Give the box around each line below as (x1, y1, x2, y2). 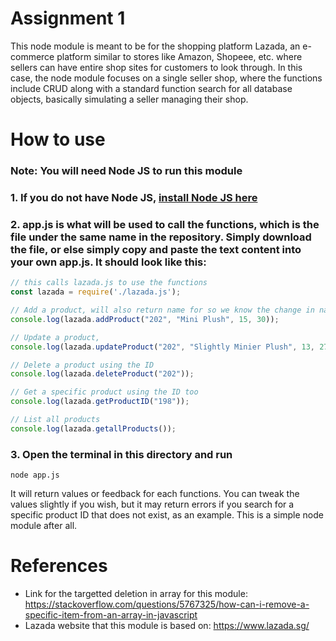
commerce (10, 50, 55, 62)
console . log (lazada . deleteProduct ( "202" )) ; (10, 369, 195, 379)
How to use (10, 128, 106, 151)
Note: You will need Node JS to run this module (10, 164, 243, 178)
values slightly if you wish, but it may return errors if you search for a (10, 498, 295, 511)
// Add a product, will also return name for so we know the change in (10, 305, 315, 316)
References (10, 555, 108, 577)
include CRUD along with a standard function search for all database (10, 82, 293, 94)
